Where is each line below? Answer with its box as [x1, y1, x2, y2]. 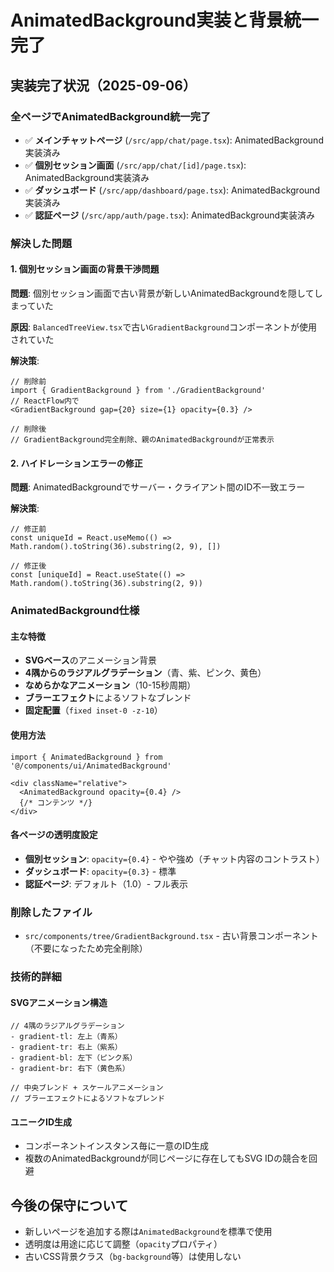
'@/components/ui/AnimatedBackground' [10, 761, 172, 771]
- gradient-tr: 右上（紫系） [10, 1042, 123, 1053]
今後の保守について [10, 1197, 129, 1214]
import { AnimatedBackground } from [10, 752, 163, 762]
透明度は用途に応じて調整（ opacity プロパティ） [24, 1238, 223, 1250]
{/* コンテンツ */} [19, 797, 93, 808]
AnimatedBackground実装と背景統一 [10, 9, 320, 32]
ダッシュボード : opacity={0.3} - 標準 [24, 865, 177, 877]
